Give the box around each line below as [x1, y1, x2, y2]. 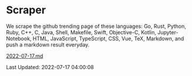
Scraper [6, 3, 46, 17]
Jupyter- [157, 28, 178, 35]
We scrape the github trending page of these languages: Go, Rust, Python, [6, 23, 187, 30]
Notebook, [6, 35, 32, 42]
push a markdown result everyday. [6, 41, 90, 48]
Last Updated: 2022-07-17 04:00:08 [6, 63, 94, 70]
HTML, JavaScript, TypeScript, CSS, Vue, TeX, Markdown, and [32, 35, 184, 42]
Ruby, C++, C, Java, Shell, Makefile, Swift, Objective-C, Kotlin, [6, 28, 157, 35]
